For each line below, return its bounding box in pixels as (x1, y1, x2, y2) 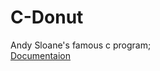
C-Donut (10, 6, 84, 29)
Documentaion (10, 49, 72, 61)
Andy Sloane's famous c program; (10, 39, 152, 51)
